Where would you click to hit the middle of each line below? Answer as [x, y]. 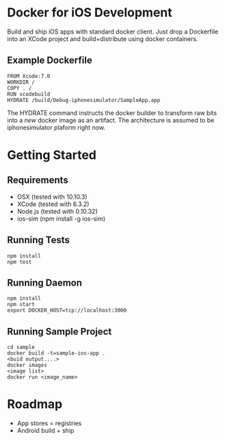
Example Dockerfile [50, 61]
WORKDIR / [21, 82]
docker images [27, 365]
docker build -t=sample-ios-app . [56, 353]
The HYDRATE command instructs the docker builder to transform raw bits [112, 113]
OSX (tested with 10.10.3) [52, 197]
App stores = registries [49, 423]
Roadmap [35, 404]
